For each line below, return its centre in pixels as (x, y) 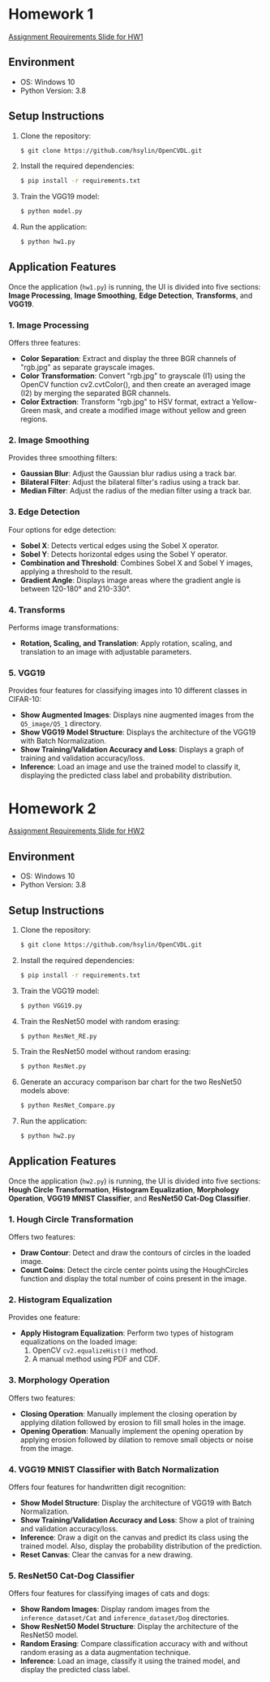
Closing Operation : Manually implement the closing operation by (129, 1414)
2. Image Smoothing (49, 440)
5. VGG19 (27, 673)
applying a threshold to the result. (76, 571)
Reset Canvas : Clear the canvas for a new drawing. (106, 1555)
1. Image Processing (49, 325)
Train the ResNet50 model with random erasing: (100, 1021)
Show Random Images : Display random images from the (115, 1609)
